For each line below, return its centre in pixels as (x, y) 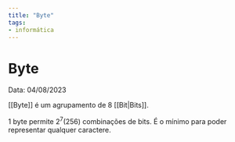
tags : (17, 23)
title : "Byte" (31, 15)
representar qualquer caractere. (60, 130)
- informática (31, 30)
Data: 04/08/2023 (37, 90)
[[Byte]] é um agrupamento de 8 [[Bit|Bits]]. (78, 105)
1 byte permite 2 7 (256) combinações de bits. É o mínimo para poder (117, 121)
